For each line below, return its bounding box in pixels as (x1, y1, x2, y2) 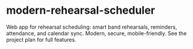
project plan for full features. (6, 36, 76, 43)
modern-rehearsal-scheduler (6, 4, 155, 17)
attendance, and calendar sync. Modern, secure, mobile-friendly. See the (6, 29, 187, 36)
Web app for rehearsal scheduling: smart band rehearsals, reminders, (6, 23, 177, 30)
